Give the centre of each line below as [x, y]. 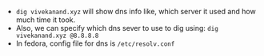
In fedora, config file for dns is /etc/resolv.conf [95, 43]
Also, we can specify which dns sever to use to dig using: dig [117, 28]
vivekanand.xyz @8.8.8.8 [57, 35]
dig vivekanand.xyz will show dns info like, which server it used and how [136, 11]
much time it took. [46, 20]
